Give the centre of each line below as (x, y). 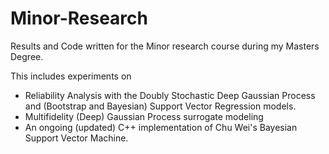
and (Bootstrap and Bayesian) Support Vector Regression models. (160, 106)
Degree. (27, 56)
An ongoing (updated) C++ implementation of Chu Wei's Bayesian (161, 127)
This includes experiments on (71, 76)
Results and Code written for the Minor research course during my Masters (165, 46)
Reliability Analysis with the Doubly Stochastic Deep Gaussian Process (170, 95)
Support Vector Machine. (76, 138)
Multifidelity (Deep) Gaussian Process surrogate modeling (144, 116)
